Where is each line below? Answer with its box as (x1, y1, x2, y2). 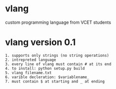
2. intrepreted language (5, 57, 56, 62)
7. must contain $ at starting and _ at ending (5, 79, 105, 84)
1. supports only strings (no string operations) (5, 53, 110, 58)
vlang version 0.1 (5, 37, 76, 48)
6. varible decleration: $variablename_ (5, 75, 90, 80)
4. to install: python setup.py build (5, 66, 85, 71)
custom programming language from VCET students (5, 19, 111, 25)
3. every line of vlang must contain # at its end (5, 61, 112, 67)
